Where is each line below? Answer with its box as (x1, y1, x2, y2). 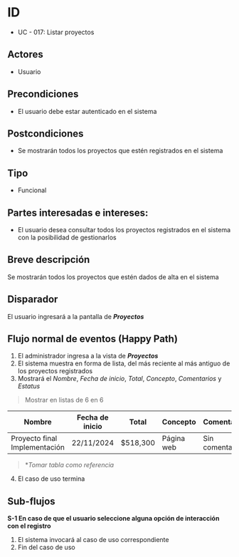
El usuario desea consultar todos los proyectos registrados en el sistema (17, 226, 231, 234)
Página (161, 434, 186, 444)
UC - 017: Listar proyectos (17, 28, 95, 36)
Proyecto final (11, 434, 58, 444)
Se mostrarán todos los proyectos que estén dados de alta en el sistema (7, 272, 219, 281)
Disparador (7, 293, 58, 306)
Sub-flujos (7, 495, 55, 507)
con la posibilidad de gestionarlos (17, 233, 117, 241)
